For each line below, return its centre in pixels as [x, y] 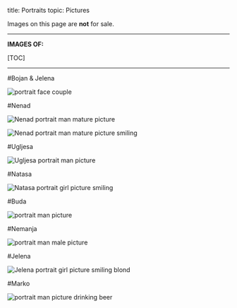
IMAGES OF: [26, 44]
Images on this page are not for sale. [61, 24]
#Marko [19, 283]
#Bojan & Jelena [31, 78]
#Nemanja [22, 229]
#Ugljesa [20, 147]
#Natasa [20, 174]
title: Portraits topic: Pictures [49, 10]
